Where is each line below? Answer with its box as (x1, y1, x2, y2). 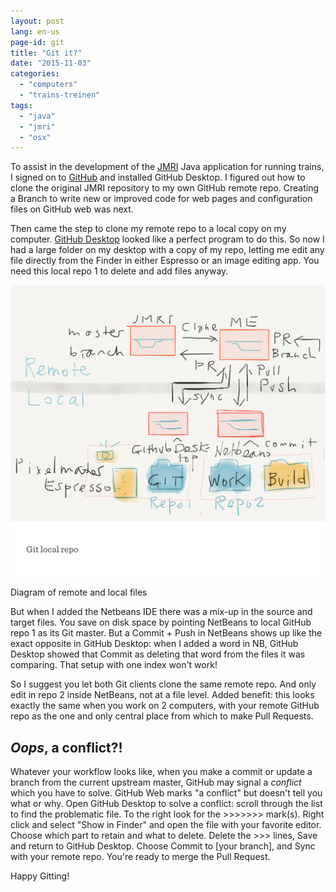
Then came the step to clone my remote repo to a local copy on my (10, 223, 287, 235)
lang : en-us (10, 26, 60, 37)
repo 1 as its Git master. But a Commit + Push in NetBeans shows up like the (10, 627, 323, 639)
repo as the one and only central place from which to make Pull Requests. (10, 710, 314, 722)
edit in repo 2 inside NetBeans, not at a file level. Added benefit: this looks (10, 689, 315, 701)
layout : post (10, 16, 65, 26)
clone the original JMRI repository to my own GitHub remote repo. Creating (10, 182, 320, 194)
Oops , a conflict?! (10, 739, 123, 756)
